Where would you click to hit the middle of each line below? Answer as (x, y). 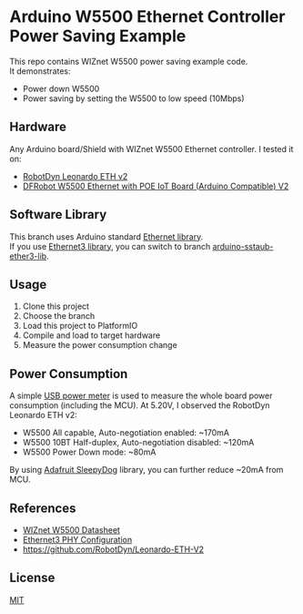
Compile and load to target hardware (91, 335)
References (43, 508)
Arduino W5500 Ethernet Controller (147, 17)
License (32, 578)
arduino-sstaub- (243, 246)
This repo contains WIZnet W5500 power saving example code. (129, 61)
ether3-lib (28, 256)
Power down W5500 (61, 88)
